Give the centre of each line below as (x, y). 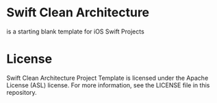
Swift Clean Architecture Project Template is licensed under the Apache (107, 78)
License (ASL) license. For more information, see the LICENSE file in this (108, 85)
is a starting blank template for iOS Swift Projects (75, 31)
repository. (22, 92)
